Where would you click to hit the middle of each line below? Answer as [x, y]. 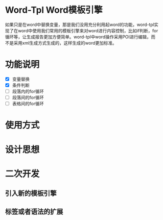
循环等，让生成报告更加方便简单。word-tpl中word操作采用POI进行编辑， [78, 37]
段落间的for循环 [28, 98]
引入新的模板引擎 [31, 193]
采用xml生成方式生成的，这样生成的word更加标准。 [65, 43]
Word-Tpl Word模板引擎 [54, 10]
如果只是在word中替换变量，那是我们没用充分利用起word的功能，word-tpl [80, 24]
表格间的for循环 [28, 104]
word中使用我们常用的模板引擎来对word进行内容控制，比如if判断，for [88, 30]
